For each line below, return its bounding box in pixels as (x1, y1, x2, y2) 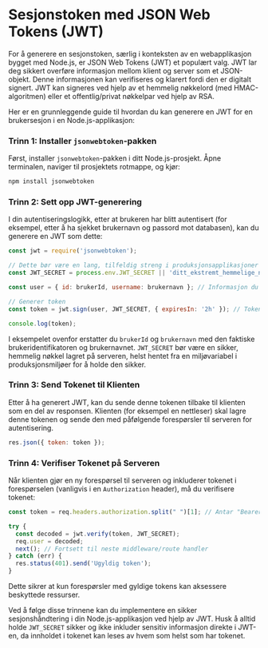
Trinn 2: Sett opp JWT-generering (8, 197, 142, 208)
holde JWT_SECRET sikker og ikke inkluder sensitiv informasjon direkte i (8, 622, 237, 632)
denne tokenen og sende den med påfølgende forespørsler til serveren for (8, 414, 253, 424)
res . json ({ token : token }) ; (8, 438, 105, 447)
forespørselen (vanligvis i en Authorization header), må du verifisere (8, 484, 235, 493)
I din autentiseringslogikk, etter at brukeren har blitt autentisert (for (8, 214, 227, 225)
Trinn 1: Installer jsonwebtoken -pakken (8, 135, 157, 146)
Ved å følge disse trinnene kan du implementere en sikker (8, 606, 198, 614)
